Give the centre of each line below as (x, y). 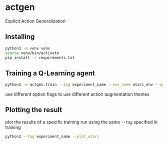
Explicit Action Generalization (35, 21)
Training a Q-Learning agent (50, 73)
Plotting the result (34, 110)
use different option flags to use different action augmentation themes (77, 94)
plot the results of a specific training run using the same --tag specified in (81, 122)
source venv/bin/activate (32, 53)
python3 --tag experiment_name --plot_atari (52, 136)
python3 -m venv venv (28, 48)
